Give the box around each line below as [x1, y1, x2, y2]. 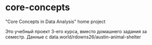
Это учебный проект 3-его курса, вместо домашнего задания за [5, 28, 147, 34]
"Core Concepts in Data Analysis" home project [5, 18, 106, 25]
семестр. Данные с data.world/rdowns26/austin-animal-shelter [5, 34, 141, 40]
